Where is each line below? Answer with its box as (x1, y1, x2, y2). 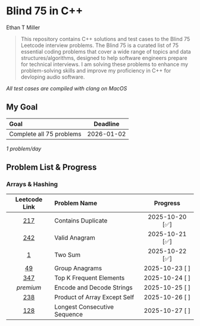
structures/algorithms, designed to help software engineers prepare (20, 54, 187, 61)
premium (16, 284, 42, 292)
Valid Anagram (54, 234, 95, 242)
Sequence (54, 311, 83, 319)
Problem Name (54, 199, 98, 208)
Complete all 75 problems (9, 130, 82, 138)
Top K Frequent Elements (54, 274, 125, 282)
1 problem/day (6, 145, 42, 152)
